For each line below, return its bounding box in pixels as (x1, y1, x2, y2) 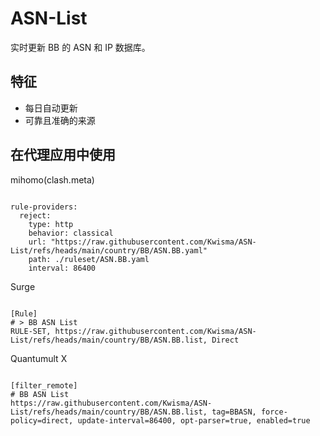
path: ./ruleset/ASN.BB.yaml (28, 254, 150, 264)
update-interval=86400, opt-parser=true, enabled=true (77, 415, 311, 426)
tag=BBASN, (211, 407, 257, 417)
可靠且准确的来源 (24, 114, 96, 126)
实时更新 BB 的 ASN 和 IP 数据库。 (10, 41, 151, 53)
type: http (28, 219, 74, 229)
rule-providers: (10, 202, 78, 212)
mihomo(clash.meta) (10, 173, 95, 186)
